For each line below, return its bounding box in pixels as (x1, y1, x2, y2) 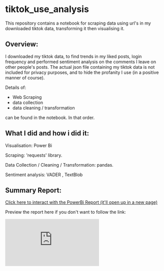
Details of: (5, 84, 26, 90)
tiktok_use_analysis (5, 4, 89, 15)
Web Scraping (12, 94, 42, 100)
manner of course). (5, 74, 45, 81)
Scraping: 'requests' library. (5, 152, 62, 158)
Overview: (5, 40, 38, 49)
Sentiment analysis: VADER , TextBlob (5, 172, 83, 178)
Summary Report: (5, 186, 61, 194)
